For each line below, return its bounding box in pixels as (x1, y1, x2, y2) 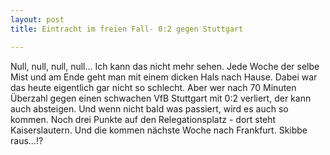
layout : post (10, 14, 65, 25)
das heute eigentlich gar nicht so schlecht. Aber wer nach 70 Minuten (10, 81, 297, 93)
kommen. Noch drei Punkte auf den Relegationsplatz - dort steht (10, 113, 277, 125)
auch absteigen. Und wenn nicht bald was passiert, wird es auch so (10, 102, 289, 115)
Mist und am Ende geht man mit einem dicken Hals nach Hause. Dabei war (10, 71, 318, 83)
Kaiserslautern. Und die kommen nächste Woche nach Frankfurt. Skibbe (10, 124, 308, 136)
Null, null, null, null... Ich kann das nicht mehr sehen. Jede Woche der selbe (10, 60, 320, 72)
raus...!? (10, 134, 44, 146)
